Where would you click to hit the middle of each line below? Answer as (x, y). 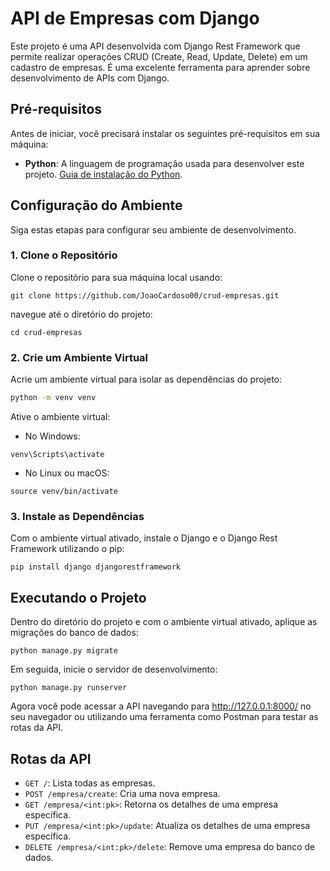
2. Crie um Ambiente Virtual (79, 357)
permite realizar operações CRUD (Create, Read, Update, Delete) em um (159, 56)
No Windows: (52, 436)
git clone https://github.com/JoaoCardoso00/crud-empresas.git (145, 295)
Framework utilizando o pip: (67, 549)
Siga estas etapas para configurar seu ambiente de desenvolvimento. (153, 229)
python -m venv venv (53, 398)
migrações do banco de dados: (74, 633)
